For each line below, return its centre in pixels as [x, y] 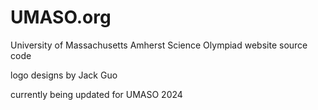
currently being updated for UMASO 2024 [96, 94]
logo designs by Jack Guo [64, 75]
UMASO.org [61, 17]
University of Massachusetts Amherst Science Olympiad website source [159, 45]
